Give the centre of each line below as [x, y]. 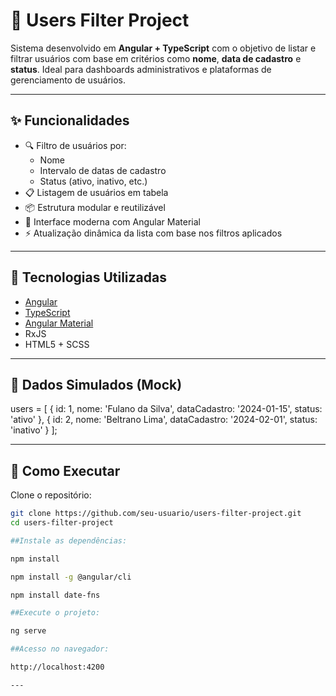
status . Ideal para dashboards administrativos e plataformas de [141, 69]
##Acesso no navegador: [60, 649]
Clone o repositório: [51, 495]
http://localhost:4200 [57, 667]
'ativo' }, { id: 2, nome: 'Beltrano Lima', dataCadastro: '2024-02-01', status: [164, 420]
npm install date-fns [55, 595]
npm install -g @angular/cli [71, 577]
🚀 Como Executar [65, 470]
